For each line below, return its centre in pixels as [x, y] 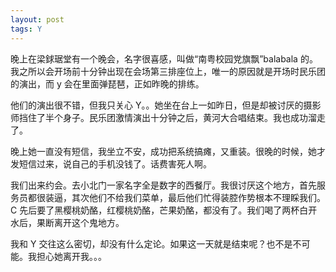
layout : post [37, 19]
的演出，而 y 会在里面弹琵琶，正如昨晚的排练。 [107, 83]
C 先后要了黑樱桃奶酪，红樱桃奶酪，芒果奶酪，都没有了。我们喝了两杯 [155, 210]
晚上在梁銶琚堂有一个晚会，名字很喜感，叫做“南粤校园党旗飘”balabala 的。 [164, 58]
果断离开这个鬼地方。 [80, 222]
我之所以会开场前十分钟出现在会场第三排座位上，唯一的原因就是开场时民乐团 [168, 71]
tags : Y [26, 29]
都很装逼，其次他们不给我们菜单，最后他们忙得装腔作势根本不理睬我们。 [176, 197]
